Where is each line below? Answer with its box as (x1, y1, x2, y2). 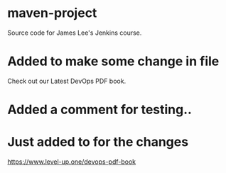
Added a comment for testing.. (7, 101, 192, 118)
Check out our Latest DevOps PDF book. (7, 77, 127, 85)
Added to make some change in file (7, 53, 220, 69)
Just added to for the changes (7, 134, 189, 150)
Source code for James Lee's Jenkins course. (7, 28, 142, 37)
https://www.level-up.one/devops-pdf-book (7, 157, 136, 166)
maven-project (7, 5, 97, 21)
